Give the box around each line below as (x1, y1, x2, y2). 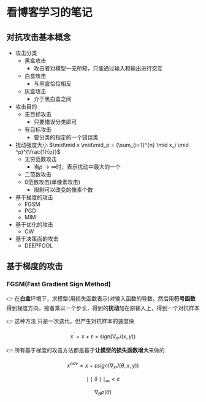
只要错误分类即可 (33, 118, 77, 126)
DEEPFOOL (24, 242, 53, 249)
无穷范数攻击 (24, 156, 57, 162)
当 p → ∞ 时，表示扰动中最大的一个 (33, 163, 121, 170)
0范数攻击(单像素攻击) (24, 178, 81, 186)
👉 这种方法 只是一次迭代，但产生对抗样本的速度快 (6, 317, 134, 325)
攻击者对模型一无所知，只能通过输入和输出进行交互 (33, 65, 163, 72)
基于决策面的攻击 (15, 235, 59, 242)
